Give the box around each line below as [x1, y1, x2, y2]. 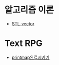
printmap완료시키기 [11, 54, 50, 60]
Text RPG [4, 38, 42, 49]
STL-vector [11, 20, 35, 27]
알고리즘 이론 [4, 4, 54, 16]
